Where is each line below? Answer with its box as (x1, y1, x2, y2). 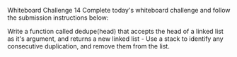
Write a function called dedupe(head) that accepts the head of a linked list (7, 27, 224, 35)
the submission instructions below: (7, 13, 109, 22)
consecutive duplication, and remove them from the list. (7, 42, 170, 50)
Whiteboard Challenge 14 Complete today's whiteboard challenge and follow (7, 6, 231, 14)
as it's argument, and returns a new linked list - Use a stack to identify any (7, 34, 224, 43)
